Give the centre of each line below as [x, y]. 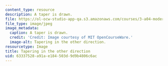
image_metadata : [22, 28]
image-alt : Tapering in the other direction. [58, 42]
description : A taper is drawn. [39, 14]
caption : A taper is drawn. [39, 33]
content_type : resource [30, 10]
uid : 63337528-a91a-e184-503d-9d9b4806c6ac [51, 56]
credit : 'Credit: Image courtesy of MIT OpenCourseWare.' [71, 38]
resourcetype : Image [27, 47]
